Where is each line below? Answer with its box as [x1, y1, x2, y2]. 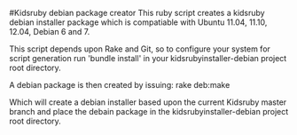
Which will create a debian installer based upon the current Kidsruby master [9, 97, 287, 107]
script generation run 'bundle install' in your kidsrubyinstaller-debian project [9, 53, 287, 63]
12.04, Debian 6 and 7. [9, 27, 90, 36]
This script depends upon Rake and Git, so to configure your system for [9, 44, 270, 54]
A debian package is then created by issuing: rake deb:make [9, 80, 231, 90]
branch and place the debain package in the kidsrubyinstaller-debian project [9, 107, 289, 116]
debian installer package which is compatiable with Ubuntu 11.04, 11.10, [9, 17, 268, 28]
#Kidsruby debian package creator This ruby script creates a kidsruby [9, 8, 265, 18]
